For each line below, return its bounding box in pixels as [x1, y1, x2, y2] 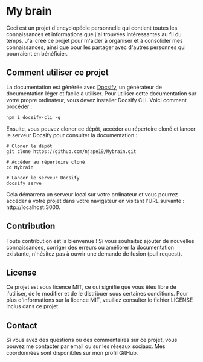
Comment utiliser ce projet [6, 68, 109, 78]
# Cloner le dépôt [6, 143, 53, 149]
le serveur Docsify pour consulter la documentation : [6, 131, 138, 138]
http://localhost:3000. [6, 204, 60, 211]
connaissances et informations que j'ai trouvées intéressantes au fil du [6, 30, 182, 37]
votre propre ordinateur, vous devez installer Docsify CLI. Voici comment [6, 96, 187, 103]
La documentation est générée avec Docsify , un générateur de [6, 83, 162, 91]
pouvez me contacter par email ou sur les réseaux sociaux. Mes [6, 343, 166, 350]
